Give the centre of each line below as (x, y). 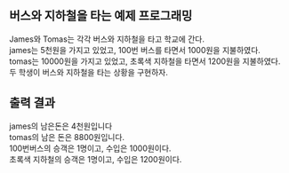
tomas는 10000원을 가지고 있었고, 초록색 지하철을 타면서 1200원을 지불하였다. (145, 61)
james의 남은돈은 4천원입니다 (61, 126)
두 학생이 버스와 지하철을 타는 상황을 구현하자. (89, 72)
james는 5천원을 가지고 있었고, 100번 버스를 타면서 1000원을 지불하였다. (135, 50)
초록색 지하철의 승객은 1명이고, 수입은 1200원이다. (96, 159)
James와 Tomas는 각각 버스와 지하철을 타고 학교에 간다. (107, 39)
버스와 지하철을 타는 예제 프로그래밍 (101, 16)
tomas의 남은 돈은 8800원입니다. (67, 137)
